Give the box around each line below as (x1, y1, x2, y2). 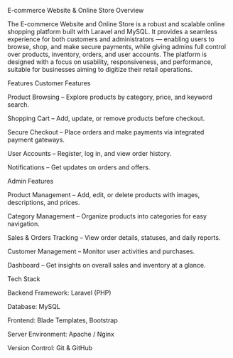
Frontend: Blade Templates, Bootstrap (7, 316, 119, 325)
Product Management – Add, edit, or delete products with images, (7, 191, 200, 199)
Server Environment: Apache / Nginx (7, 330, 115, 338)
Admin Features (7, 177, 54, 185)
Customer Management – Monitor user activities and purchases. (7, 247, 195, 256)
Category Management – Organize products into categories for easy (7, 212, 207, 220)
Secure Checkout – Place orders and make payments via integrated (7, 128, 205, 136)
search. (7, 100, 30, 109)
